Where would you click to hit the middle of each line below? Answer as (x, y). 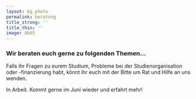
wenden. (17, 79)
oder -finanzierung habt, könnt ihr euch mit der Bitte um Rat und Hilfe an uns (98, 72)
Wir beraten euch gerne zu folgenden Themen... (76, 54)
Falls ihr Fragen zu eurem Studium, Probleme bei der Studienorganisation (94, 66)
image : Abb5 (20, 33)
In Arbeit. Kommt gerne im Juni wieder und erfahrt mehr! (74, 90)
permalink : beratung (31, 17)
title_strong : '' (27, 22)
